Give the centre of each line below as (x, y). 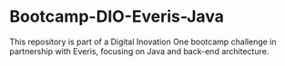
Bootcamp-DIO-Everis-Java (117, 17)
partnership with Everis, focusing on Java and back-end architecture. (139, 51)
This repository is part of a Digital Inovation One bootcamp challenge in (143, 42)
